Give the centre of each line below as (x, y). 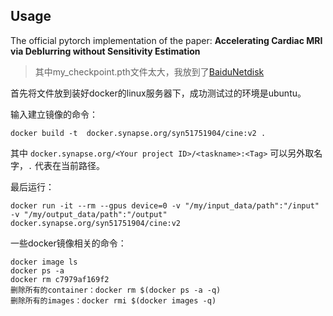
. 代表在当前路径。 (67, 165)
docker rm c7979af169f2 (60, 279)
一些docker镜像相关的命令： (68, 243)
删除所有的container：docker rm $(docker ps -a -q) (116, 290)
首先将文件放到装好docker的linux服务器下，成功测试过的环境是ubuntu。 (158, 93)
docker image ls (44, 262)
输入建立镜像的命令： (54, 114)
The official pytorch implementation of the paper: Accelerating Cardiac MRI (166, 40)
